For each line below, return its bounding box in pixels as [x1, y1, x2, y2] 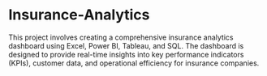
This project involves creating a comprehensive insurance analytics [8, 32, 234, 42]
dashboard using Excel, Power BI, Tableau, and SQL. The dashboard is [8, 40, 244, 50]
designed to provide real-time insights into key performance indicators [8, 49, 244, 59]
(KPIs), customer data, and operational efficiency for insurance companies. [8, 58, 260, 68]
